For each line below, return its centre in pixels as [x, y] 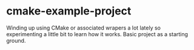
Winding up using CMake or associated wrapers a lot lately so [83, 28]
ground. [16, 40]
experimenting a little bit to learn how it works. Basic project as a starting [97, 34]
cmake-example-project [69, 11]
